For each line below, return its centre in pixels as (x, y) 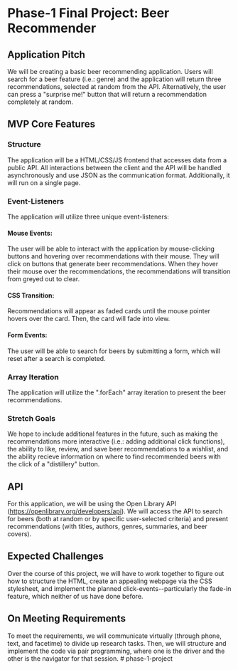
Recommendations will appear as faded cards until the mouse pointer (109, 311)
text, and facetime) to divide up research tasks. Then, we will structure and (117, 643)
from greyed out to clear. (44, 279)
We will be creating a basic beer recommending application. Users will (110, 72)
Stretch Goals (31, 418)
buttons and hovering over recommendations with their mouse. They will (113, 256)
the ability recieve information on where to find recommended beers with (114, 456)
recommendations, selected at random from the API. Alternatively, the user (117, 87)
